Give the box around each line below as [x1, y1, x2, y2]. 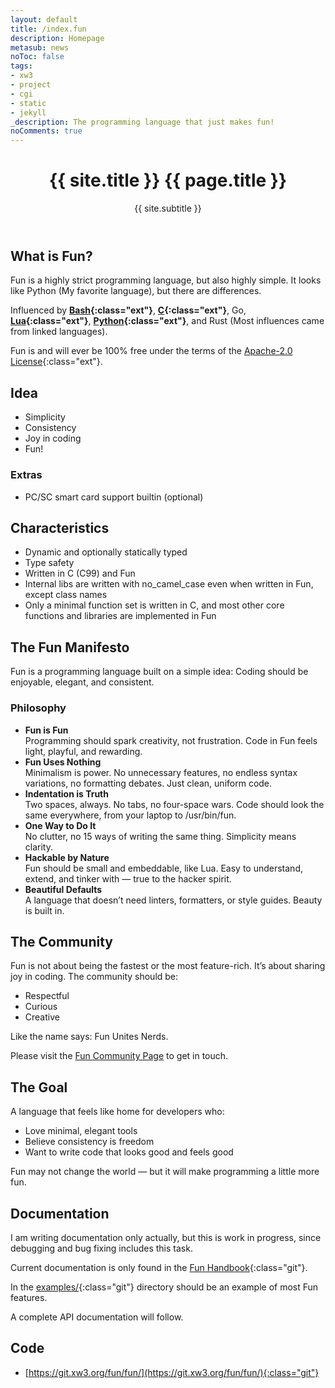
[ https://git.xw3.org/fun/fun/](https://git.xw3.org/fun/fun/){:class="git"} [24, 1366, 320, 1378]
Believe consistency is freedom [24, 1136, 155, 1148]
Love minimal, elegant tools [24, 1125, 138, 1137]
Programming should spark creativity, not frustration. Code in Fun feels [24, 734, 318, 746]
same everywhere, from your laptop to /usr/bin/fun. [24, 809, 237, 821]
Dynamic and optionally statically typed [24, 546, 188, 558]
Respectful [24, 990, 70, 1002]
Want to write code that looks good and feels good [24, 1146, 234, 1158]
